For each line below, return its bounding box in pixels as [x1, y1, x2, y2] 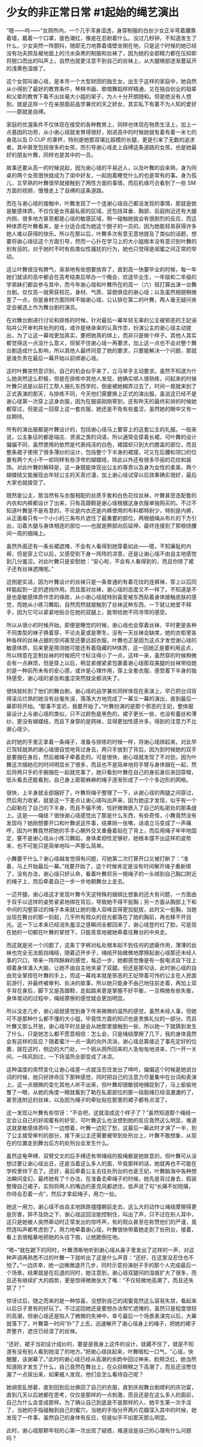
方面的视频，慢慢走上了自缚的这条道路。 [6, 186, 107, 194]
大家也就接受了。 [6, 479, 49, 486]
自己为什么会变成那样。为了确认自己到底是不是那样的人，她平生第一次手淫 [6, 1398, 192, 1406]
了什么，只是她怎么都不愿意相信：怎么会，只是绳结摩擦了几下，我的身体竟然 [6, 1030, 197, 1037]
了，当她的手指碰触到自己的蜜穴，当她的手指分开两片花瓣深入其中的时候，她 [6, 1406, 197, 1414]
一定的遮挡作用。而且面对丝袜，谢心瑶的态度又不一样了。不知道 [27, 585, 186, 593]
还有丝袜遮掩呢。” [11, 565, 54, 572]
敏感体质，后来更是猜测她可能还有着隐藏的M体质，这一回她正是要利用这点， [6, 644, 196, 651]
